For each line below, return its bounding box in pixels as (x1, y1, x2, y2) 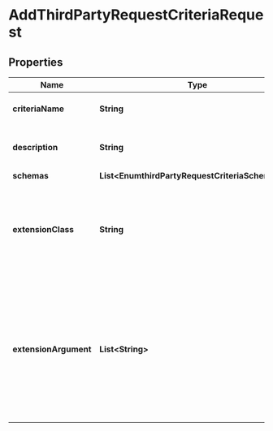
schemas (12, 170, 49, 181)
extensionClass (12, 224, 75, 235)
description (12, 142, 58, 153)
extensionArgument (12, 343, 92, 355)
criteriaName (12, 103, 65, 114)
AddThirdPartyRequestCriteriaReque (8, 6, 264, 24)
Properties (8, 55, 63, 69)
